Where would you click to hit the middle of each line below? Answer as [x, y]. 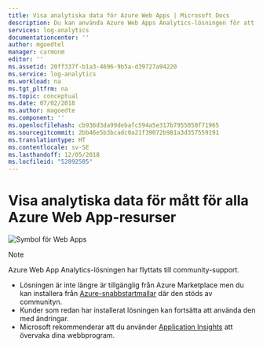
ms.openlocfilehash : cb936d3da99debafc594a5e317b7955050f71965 [114, 125]
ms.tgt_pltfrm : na [38, 89]
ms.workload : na [35, 81]
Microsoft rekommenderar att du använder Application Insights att [126, 327]
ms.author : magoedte [42, 111]
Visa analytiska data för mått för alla [128, 201]
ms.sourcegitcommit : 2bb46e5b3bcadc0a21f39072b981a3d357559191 [114, 132]
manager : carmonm [37, 52]
